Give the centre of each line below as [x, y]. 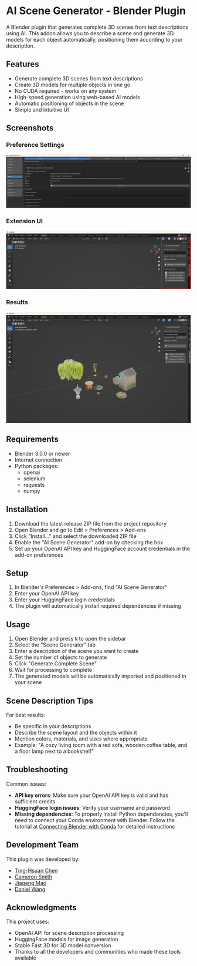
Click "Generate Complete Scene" [56, 664]
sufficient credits [35, 801]
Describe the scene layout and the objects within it [76, 732]
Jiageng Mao [30, 883]
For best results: [26, 715]
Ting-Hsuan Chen [36, 870]
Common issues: [26, 784]
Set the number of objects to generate [61, 657]
